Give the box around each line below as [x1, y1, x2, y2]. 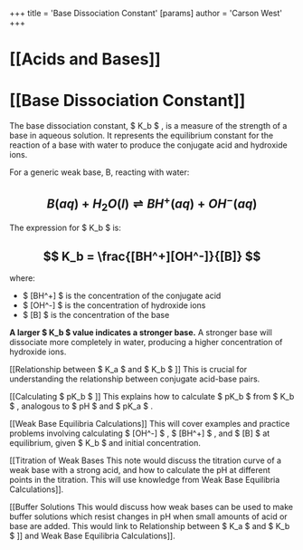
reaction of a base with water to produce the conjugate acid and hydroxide [9, 140, 288, 150]
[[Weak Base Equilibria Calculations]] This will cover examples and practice [9, 418, 290, 429]
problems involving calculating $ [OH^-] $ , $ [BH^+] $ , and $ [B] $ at [9, 428, 270, 439]
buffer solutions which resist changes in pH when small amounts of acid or [9, 511, 288, 522]
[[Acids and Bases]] [9, 49, 161, 70]
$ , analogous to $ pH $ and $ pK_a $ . [9, 400, 154, 411]
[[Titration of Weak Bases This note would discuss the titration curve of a [9, 455, 282, 466]
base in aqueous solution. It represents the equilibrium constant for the [9, 130, 274, 141]
